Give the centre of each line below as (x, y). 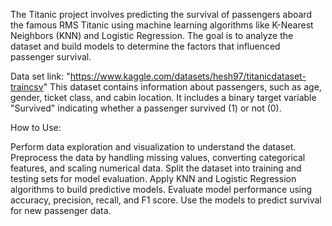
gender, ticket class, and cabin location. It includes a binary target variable (163, 97)
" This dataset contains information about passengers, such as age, (182, 87)
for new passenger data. (61, 210)
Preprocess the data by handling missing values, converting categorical (158, 157)
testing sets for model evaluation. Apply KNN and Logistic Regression (153, 178)
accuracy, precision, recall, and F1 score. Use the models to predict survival (166, 200)
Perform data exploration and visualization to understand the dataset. (153, 147)
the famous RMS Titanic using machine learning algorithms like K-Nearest (162, 25)
